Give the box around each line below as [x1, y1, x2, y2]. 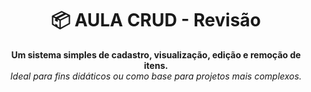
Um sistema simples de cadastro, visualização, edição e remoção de [11, 48, 301, 61]
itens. [143, 59, 169, 71]
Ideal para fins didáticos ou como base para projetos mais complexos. [10, 70, 302, 82]
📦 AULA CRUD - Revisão [51, 9, 261, 32]
